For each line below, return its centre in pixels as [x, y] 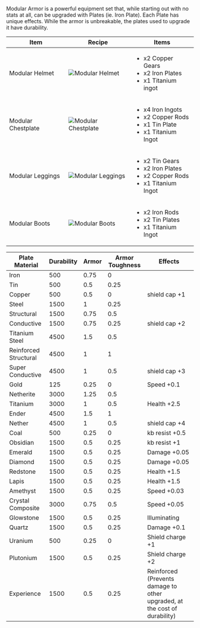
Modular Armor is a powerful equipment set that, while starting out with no [98, 9]
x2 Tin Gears [161, 161]
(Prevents [160, 579]
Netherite [22, 394]
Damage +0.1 [166, 527]
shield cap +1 [166, 294]
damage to [162, 586]
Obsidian [22, 443]
